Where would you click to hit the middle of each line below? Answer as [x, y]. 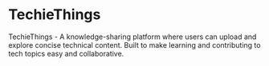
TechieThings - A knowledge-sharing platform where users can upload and [132, 37]
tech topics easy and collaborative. [66, 53]
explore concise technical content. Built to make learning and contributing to [134, 45]
